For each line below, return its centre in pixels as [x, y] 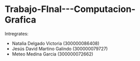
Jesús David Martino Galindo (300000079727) [60, 48]
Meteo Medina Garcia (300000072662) [52, 54]
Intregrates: [16, 33]
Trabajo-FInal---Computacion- [70, 9]
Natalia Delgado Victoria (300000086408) [55, 43]
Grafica [20, 20]
